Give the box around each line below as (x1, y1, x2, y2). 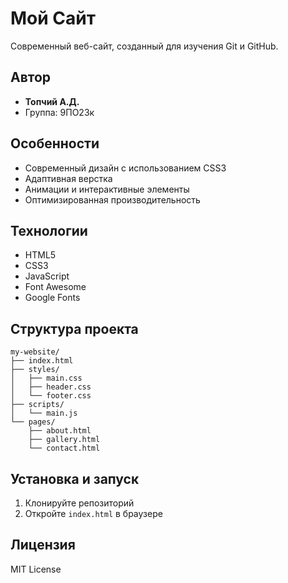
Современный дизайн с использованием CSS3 (24, 162, 227, 174)
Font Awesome (24, 281, 87, 293)
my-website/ (10, 347, 60, 357)
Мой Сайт (10, 7, 97, 30)
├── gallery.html (28, 435, 101, 445)
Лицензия (10, 537, 76, 554)
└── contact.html (28, 443, 101, 454)
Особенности (10, 135, 100, 152)
